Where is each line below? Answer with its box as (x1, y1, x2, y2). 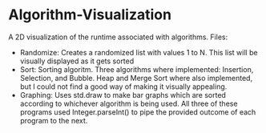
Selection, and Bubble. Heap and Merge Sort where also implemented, (19, 73, 253, 83)
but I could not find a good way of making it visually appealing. (19, 82, 228, 91)
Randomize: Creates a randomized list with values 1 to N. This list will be (19, 47, 258, 57)
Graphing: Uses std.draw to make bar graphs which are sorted (19, 90, 227, 99)
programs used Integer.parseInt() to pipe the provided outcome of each (19, 107, 256, 117)
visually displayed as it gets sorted (19, 56, 135, 66)
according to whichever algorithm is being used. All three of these (19, 99, 238, 108)
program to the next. (19, 115, 88, 125)
